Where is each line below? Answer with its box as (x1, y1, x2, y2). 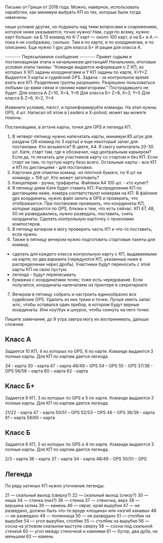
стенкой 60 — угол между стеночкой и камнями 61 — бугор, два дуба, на (5, 528, 158, 534)
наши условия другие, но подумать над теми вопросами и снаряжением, (5, 24, 158, 30)
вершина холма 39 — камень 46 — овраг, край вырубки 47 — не (5, 503, 140, 509)
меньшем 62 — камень (5, 533, 53, 540)
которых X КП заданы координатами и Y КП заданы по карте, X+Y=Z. (5, 69, 149, 75)
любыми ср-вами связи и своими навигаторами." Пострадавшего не (5, 85, 149, 90)
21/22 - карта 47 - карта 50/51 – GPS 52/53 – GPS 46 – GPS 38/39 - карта (5, 409, 155, 415)
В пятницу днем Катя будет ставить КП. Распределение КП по (12, 185, 142, 191)
